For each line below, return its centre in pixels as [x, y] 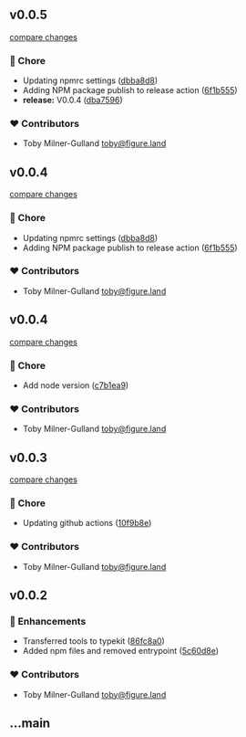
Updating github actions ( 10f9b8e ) [87, 523]
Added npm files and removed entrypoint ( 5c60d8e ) [121, 651]
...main [30, 723]
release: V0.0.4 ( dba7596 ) [72, 100]
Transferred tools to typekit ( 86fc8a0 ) [94, 641]
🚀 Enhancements [48, 621]
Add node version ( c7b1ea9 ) [76, 385]
